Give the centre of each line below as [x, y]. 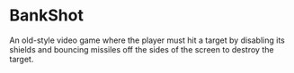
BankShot [46, 16]
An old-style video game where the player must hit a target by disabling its [147, 40]
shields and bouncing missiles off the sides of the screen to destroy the [142, 49]
